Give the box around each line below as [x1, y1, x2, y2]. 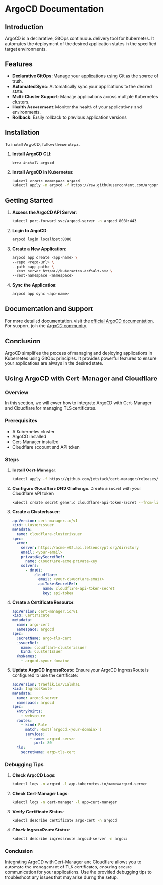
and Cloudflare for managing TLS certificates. [5, 405, 97, 411]
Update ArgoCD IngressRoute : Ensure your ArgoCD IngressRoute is [12, 668, 149, 673]
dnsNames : [17, 654, 36, 659]
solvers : [21, 563, 39, 568]
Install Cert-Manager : [12, 467, 57, 473]
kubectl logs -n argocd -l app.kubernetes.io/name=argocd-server [12, 782, 147, 787]
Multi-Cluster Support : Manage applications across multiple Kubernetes [12, 93, 158, 99]
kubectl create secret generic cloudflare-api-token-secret [12, 500, 137, 505]
